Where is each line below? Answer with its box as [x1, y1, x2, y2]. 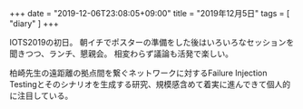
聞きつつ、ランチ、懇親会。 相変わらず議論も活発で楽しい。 [9, 48, 234, 59]
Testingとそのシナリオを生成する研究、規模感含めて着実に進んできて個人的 [9, 79, 291, 89]
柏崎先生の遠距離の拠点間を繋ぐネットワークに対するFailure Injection [9, 67, 268, 78]
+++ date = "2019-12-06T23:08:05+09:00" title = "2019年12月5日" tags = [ [9, 8, 290, 18]
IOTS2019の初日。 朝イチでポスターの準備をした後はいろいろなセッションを [9, 37, 295, 47]
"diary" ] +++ [9, 18, 59, 29]
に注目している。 [9, 90, 73, 101]
